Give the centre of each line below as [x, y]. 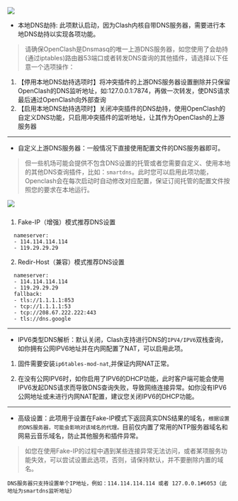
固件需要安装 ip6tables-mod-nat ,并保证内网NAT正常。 [95, 363]
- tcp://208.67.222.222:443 [55, 312]
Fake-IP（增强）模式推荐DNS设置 [66, 222]
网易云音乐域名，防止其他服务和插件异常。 [80, 436]
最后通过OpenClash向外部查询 [62, 100]
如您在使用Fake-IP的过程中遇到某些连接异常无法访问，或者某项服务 [123, 451]
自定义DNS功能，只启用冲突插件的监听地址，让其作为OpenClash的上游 [121, 117]
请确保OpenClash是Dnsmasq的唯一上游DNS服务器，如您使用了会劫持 [126, 49]
